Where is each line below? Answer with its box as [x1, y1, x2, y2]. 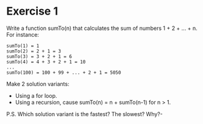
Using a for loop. [15, 92, 57, 99]
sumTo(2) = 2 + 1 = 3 [6, 48, 62, 54]
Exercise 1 [6, 4, 59, 18]
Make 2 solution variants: [6, 80, 69, 87]
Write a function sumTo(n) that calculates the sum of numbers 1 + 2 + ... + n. [6, 24, 198, 32]
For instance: [6, 31, 40, 38]
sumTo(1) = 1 [6, 43, 40, 49]
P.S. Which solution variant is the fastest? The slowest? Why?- [6, 110, 163, 117]
